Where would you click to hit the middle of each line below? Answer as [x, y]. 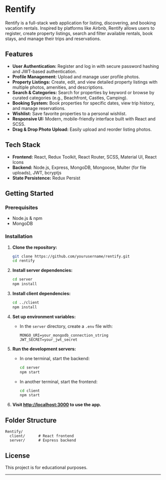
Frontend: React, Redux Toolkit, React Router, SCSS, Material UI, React [84, 157]
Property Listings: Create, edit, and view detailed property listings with [85, 82]
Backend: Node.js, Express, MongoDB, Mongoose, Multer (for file [79, 167]
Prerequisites [21, 208]
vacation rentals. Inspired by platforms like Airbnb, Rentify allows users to [80, 28]
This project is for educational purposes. [46, 467]
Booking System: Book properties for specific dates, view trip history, [83, 103]
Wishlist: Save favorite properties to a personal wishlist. [69, 113]
